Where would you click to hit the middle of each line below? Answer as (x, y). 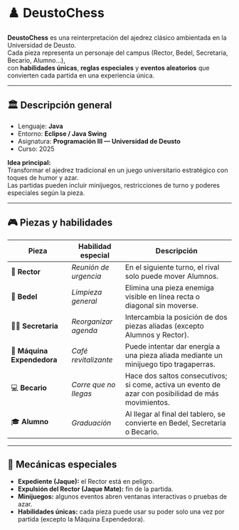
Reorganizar (92, 322)
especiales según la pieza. (46, 193)
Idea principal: (29, 162)
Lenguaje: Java (40, 126)
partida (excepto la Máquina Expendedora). (81, 519)
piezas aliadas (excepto (164, 326)
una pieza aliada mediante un (174, 355)
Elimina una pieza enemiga (170, 287)
